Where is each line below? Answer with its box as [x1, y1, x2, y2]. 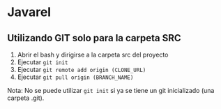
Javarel [7, 4, 51, 20]
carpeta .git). [7, 94, 45, 102]
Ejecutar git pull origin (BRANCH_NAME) [17, 73, 134, 81]
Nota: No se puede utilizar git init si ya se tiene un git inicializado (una [7, 87, 215, 94]
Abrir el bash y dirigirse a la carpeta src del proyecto [17, 50, 169, 59]
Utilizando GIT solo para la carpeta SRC [7, 32, 181, 44]
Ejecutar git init [17, 58, 68, 66]
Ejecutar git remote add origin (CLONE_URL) [17, 66, 146, 73]
